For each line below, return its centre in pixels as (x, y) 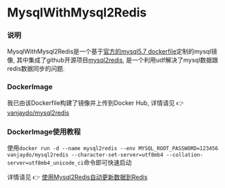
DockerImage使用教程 (44, 132)
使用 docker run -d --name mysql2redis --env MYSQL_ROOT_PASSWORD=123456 (113, 148)
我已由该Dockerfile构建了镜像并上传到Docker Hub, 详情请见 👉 (96, 103)
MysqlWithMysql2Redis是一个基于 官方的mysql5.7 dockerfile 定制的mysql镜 (112, 51)
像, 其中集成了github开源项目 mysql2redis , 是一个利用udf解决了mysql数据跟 (113, 60)
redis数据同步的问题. (36, 69)
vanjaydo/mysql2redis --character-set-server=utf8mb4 (85, 155)
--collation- (185, 155)
